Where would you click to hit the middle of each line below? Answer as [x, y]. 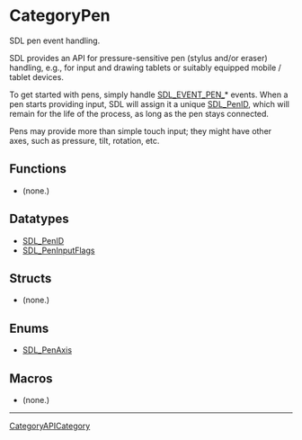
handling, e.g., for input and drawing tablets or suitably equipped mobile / [145, 67]
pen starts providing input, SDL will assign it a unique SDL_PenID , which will [150, 103]
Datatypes [39, 219]
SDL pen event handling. [55, 40]
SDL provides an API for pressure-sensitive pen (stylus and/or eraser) [138, 58]
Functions [38, 169]
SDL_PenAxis [47, 350]
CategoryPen [60, 16]
